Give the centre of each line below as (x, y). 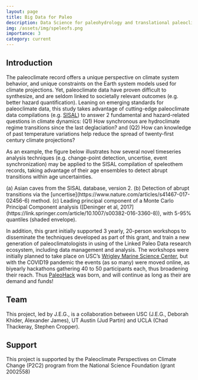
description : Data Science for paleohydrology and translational (88, 22)
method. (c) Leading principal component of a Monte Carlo (102, 200)
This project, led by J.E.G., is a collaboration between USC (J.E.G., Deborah (97, 314)
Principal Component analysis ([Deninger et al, (63, 207)
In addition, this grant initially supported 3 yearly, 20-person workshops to (96, 230)
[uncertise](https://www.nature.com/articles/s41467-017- (120, 194)
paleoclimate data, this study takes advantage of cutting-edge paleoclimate (98, 108)
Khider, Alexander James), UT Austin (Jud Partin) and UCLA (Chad (87, 320)
